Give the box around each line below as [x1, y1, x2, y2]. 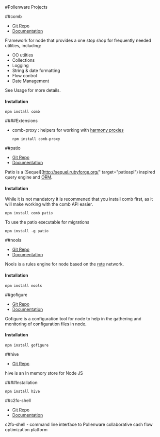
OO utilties [12, 52, 33, 58]
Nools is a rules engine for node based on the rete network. [5, 261, 124, 267]
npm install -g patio [5, 228, 49, 234]
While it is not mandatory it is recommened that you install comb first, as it [5, 196, 153, 202]
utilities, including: [5, 43, 41, 48]
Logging [12, 63, 29, 68]
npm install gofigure [5, 343, 49, 348]
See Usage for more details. [5, 87, 61, 93]
